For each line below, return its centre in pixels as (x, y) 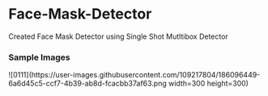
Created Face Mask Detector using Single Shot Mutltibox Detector (118, 36)
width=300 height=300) (209, 83)
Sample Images (39, 57)
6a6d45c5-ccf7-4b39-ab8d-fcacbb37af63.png (88, 83)
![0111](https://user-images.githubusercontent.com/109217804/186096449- (134, 75)
